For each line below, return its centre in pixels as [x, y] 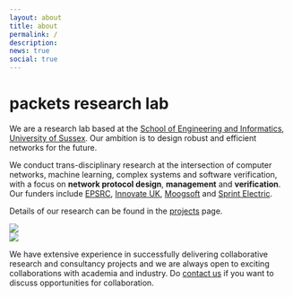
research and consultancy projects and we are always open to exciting [140, 263]
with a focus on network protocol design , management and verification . [145, 184]
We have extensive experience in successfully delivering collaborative [139, 254]
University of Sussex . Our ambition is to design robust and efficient [133, 138]
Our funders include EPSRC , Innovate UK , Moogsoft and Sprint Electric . [141, 193]
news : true [30, 51]
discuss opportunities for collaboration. [82, 283]
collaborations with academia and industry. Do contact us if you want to [142, 273]
